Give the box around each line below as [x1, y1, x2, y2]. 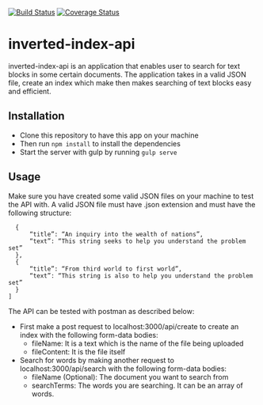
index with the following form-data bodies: [19, 330, 158, 339]
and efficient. [8, 86, 51, 96]
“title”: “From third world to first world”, [29, 265, 182, 273]
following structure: [8, 208, 72, 218]
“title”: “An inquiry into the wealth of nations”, [29, 230, 204, 238]
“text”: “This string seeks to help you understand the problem [29, 237, 246, 245]
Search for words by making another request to [19, 355, 174, 365]
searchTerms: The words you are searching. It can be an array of [31, 380, 244, 390]
